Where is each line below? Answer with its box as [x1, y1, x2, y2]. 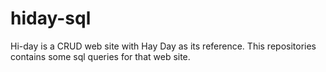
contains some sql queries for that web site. [10, 50, 191, 62]
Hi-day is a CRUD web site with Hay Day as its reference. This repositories [10, 40, 317, 52]
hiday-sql [10, 7, 92, 30]
